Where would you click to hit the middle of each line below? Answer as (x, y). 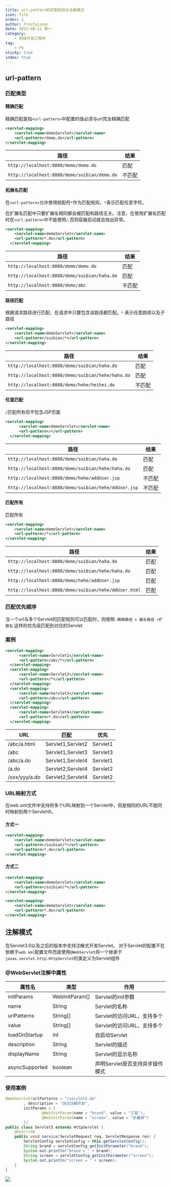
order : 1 (15, 19)
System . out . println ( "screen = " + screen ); (70, 1160)
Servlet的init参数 (115, 997)
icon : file (17, 15)
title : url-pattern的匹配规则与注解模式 (45, 10)
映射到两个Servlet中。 (33, 812)
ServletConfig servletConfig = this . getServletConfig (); (85, 1141)
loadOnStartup (25, 1035)
